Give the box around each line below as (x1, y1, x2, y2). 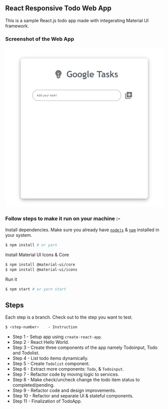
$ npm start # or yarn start (5, 287, 66, 292)
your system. (5, 232, 33, 238)
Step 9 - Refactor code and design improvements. (12, 387, 117, 393)
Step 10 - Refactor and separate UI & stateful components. (12, 392, 134, 398)
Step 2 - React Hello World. (12, 339, 69, 345)
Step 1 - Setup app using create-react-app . (12, 333, 102, 340)
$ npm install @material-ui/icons (5, 267, 78, 272)
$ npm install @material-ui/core (5, 262, 75, 267)
